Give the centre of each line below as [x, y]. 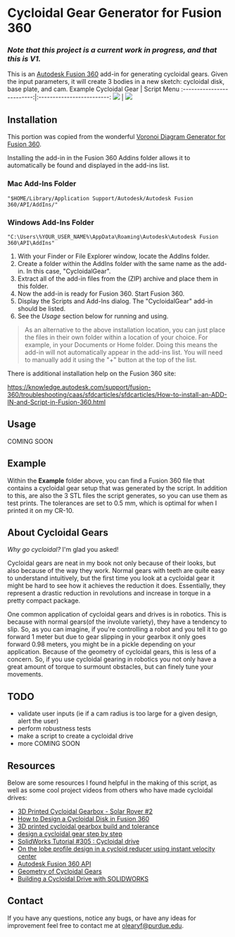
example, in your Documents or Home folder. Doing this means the [121, 344]
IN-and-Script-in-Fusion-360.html [57, 402]
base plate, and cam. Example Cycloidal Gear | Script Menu [93, 89]
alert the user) [38, 721]
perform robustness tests [54, 729]
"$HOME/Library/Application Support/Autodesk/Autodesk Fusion [100, 198]
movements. [25, 675]
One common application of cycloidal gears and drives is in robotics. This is [117, 615]
